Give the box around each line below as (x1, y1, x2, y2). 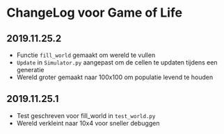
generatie (16, 66, 45, 74)
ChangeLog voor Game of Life (6, 5, 182, 21)
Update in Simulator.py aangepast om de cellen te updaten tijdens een (16, 58, 218, 67)
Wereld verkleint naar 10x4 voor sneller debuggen (16, 119, 160, 127)
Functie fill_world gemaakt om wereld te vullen (16, 51, 156, 59)
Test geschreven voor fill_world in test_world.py (16, 111, 156, 119)
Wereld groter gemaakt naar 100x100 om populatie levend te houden (16, 73, 214, 81)
